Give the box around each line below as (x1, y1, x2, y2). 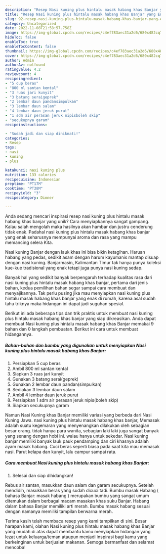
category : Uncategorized (5, 21, 56, 26)
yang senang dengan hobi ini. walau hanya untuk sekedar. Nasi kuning (5, 433, 149, 439)
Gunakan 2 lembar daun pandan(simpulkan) (12, 381, 102, 387)
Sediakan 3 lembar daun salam (12, 386, 76, 392)
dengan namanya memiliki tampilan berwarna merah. (5, 508, 113, 514)
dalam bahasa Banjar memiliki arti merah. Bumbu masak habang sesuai (5, 503, 150, 509)
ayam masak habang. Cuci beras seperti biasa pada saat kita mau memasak (5, 443, 160, 449)
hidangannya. (5, 331, 33, 337)
